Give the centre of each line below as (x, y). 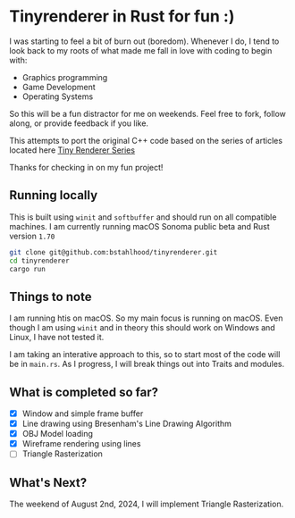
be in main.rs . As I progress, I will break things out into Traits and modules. (147, 364)
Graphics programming (65, 77)
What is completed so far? (84, 392)
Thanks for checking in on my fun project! (86, 167)
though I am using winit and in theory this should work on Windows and (142, 328)
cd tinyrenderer (39, 261)
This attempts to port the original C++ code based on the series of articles (146, 140)
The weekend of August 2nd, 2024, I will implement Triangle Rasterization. (147, 504)
